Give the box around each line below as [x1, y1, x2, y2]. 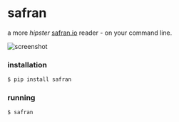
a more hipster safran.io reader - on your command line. [7, 28, 173, 37]
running [7, 93, 36, 103]
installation [7, 60, 48, 70]
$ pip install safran [7, 76, 72, 83]
